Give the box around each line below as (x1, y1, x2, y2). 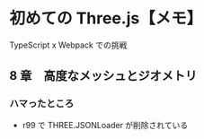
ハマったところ (9, 98, 75, 110)
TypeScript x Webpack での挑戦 (9, 39, 128, 50)
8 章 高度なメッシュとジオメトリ (9, 68, 198, 83)
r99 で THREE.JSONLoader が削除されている (22, 119, 189, 130)
